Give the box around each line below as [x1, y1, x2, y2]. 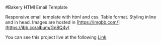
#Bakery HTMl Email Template [5, 4, 68, 10]
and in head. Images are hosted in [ [5, 19, 79, 25]
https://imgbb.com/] [78, 19, 120, 25]
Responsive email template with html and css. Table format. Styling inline [5, 14, 156, 19]
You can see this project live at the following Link [5, 34, 107, 40]
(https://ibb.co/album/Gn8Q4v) [5, 24, 70, 30]
